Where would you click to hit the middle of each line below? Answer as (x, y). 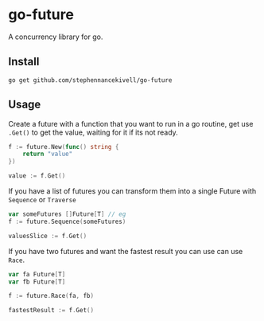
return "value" (48, 154)
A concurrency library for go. (56, 37)
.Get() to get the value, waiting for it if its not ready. (93, 132)
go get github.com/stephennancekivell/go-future (90, 80)
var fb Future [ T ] (37, 282)
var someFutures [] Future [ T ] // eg (67, 214)
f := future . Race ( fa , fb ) (51, 296)
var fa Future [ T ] (37, 274)
